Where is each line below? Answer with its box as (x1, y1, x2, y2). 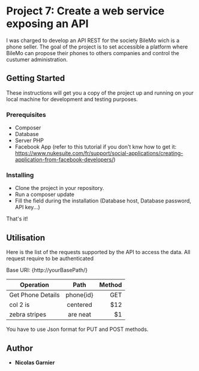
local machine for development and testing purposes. (6, 95, 138, 102)
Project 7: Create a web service (6, 4, 165, 18)
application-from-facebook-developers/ (14, 156, 114, 163)
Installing (6, 171, 34, 179)
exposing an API (6, 17, 89, 31)
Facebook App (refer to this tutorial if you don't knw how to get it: (14, 143, 177, 150)
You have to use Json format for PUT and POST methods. (6, 325, 149, 333)
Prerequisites (6, 110, 46, 119)
